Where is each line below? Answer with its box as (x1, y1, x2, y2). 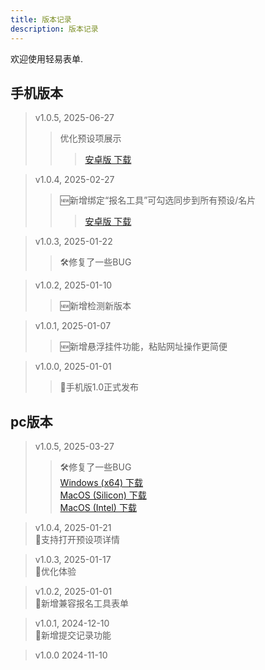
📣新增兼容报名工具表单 (34, 597, 129, 610)
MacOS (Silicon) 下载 (59, 489, 147, 501)
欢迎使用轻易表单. (10, 52, 84, 65)
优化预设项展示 (59, 132, 122, 145)
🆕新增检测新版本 (59, 300, 132, 312)
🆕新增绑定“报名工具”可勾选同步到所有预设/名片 (59, 194, 257, 206)
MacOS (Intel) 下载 (59, 502, 137, 514)
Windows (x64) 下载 (59, 477, 144, 489)
